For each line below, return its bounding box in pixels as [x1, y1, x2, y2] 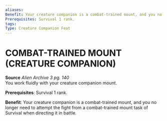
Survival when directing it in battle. [5, 110, 76, 116]
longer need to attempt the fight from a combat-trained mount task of [5, 104, 148, 110]
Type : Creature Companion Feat [5, 26, 70, 31]
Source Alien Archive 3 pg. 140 [5, 74, 69, 80]
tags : [5, 21, 16, 26]
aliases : [5, 7, 23, 12]
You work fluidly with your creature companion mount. [5, 80, 117, 86]
